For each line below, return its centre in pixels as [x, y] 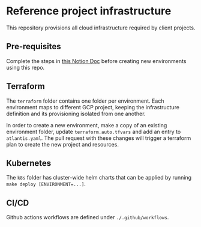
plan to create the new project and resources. [62, 144]
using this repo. [25, 67]
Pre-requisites [34, 47]
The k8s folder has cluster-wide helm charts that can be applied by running [99, 178]
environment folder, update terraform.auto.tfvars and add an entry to [94, 132]
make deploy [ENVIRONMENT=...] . [46, 184]
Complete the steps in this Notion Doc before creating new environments [96, 61]
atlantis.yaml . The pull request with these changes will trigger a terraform [99, 138]
